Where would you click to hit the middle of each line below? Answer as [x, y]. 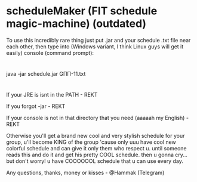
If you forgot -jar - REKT [36, 106]
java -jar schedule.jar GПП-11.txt [46, 74]
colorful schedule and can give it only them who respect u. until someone [96, 149]
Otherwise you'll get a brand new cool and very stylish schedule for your [96, 136]
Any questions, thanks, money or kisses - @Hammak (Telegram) [85, 173]
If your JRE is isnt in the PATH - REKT [52, 95]
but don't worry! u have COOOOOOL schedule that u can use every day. [95, 161]
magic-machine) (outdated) [76, 24]
